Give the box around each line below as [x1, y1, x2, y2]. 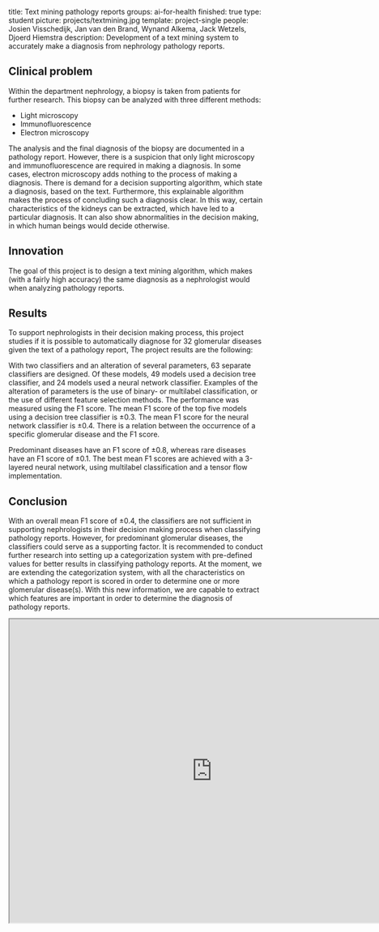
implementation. [8, 471, 62, 481]
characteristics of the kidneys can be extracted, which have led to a [8, 203, 235, 213]
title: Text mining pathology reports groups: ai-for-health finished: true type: [8, 7, 262, 16]
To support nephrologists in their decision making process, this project [8, 328, 245, 338]
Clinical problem [8, 65, 93, 79]
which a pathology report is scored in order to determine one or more [8, 577, 241, 586]
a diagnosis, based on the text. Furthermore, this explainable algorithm [8, 186, 245, 196]
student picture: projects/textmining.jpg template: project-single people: [8, 15, 249, 25]
